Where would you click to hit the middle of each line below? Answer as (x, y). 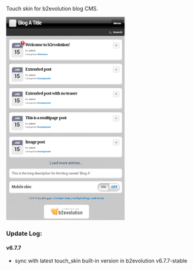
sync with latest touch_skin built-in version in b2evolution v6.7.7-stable (101, 261)
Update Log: (24, 233)
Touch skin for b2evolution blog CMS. (52, 9)
